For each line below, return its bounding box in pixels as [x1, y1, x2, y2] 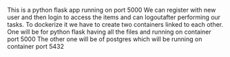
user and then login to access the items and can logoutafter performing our [7, 13, 221, 21]
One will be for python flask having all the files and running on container [7, 27, 211, 36]
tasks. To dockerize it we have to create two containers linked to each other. [7, 21, 224, 28]
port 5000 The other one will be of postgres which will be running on [7, 35, 202, 43]
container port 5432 [7, 43, 64, 50]
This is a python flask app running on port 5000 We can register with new [7, 6, 216, 14]
